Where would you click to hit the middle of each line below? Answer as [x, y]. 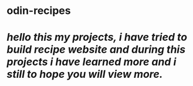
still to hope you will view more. [85, 74]
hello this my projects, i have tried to [97, 37]
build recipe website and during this [96, 50]
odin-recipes [39, 11]
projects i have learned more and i [92, 62]
